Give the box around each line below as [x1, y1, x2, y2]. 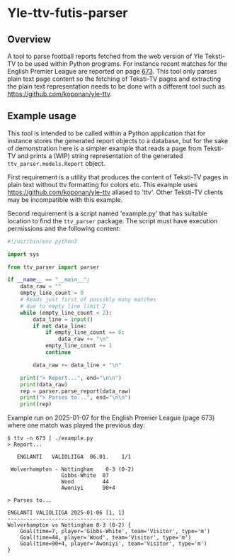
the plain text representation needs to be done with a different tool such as [7, 82, 225, 90]
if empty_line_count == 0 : [45, 329, 125, 336]
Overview [7, 33, 52, 45]
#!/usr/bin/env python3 [7, 237, 78, 245]
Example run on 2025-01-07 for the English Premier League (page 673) [7, 413, 215, 422]
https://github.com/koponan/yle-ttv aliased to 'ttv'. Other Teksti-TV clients [7, 188, 224, 196]
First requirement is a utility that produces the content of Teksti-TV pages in [7, 172, 229, 181]
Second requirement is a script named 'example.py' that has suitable [7, 209, 207, 218]
